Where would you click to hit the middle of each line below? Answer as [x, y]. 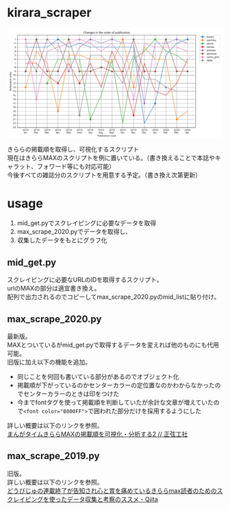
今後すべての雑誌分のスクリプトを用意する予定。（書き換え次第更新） [104, 175]
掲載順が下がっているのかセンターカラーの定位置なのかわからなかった [116, 385]
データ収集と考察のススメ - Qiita [113, 499]
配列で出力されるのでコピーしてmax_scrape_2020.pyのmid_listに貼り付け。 [114, 297]
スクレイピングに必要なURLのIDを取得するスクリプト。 [85, 280]
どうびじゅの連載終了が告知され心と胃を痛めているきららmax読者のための [112, 490]
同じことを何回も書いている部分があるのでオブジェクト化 [98, 376]
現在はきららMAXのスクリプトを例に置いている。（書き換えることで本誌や [111, 158]
